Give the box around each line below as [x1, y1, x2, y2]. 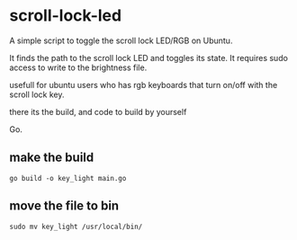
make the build [9, 150, 94, 165]
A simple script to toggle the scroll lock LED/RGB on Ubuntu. [9, 35, 233, 46]
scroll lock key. [9, 89, 65, 100]
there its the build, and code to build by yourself [9, 106, 187, 117]
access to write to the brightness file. [9, 62, 148, 73]
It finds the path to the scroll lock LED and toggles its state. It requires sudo [9, 52, 288, 63]
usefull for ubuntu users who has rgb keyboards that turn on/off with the [9, 79, 278, 90]
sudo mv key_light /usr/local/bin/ [9, 222, 143, 231]
